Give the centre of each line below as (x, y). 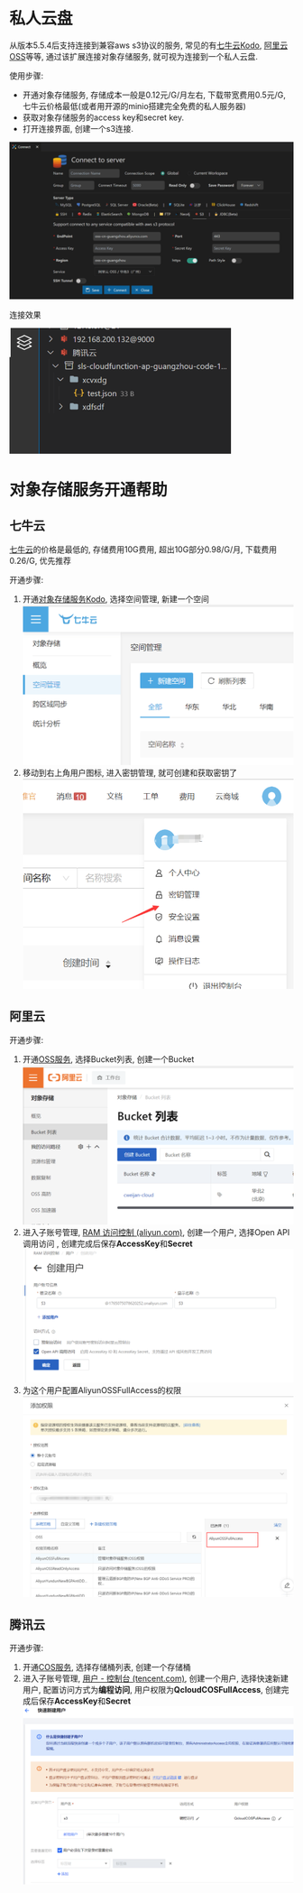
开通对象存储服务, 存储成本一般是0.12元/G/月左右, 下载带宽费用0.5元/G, (154, 95)
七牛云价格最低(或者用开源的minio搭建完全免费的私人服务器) (134, 106)
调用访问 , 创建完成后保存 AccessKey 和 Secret (107, 1243)
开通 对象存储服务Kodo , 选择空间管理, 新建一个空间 (115, 599)
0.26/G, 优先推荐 (41, 560)
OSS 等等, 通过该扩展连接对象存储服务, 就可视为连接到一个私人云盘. (134, 56)
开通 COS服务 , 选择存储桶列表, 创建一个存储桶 (106, 1667)
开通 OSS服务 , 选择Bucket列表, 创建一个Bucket (108, 1059)
